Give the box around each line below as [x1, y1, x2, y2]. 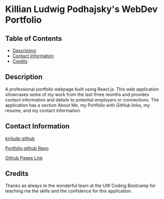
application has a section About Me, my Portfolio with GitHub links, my [5, 102, 150, 108]
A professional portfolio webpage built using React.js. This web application [5, 86, 159, 92]
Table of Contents [5, 34, 62, 43]
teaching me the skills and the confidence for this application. [5, 188, 132, 194]
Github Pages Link [5, 155, 43, 161]
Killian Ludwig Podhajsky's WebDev [5, 4, 158, 15]
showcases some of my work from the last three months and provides [5, 91, 149, 97]
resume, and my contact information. [5, 107, 81, 114]
